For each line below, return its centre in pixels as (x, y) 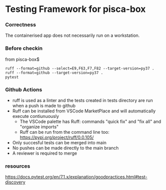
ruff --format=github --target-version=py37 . (54, 73)
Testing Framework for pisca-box (76, 9)
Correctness (21, 25)
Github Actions (24, 90)
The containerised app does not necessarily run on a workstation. (73, 35)
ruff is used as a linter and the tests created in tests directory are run (83, 100)
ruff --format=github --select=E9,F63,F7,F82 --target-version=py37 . (80, 68)
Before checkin (24, 48)
